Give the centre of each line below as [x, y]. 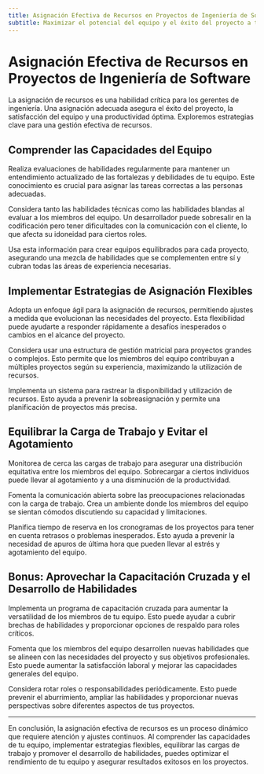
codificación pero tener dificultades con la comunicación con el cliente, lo [128, 226]
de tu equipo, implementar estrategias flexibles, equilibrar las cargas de [124, 745]
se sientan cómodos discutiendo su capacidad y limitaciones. [108, 511]
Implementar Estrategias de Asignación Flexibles [130, 291]
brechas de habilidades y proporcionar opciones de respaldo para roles [124, 625]
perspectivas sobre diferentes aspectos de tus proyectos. [101, 706]
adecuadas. [27, 194]
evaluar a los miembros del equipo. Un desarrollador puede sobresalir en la [130, 218]
